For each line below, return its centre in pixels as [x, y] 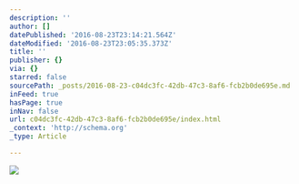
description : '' [40, 18]
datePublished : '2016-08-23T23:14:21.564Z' [93, 35]
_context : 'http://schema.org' [69, 128]
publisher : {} [36, 60]
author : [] [30, 26]
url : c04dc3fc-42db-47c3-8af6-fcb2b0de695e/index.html [115, 119]
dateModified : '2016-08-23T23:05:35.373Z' [91, 43]
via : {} [24, 69]
